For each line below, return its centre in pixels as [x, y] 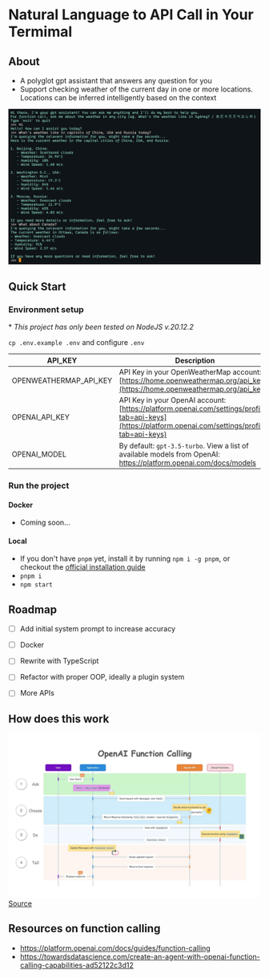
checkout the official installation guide [82, 567]
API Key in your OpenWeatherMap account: [190, 372]
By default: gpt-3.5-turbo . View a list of [184, 445]
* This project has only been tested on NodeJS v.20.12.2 [101, 327]
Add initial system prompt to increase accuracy [98, 629]
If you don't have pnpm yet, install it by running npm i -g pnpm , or [125, 558]
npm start [36, 585]
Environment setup [46, 309]
